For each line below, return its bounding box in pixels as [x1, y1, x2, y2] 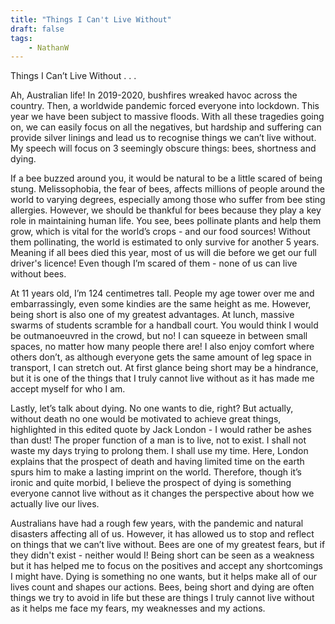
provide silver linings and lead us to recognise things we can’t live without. [10, 132, 317, 144]
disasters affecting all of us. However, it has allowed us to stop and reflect [10, 528, 315, 540]
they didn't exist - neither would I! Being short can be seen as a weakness [10, 549, 315, 561]
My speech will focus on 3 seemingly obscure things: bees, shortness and [10, 142, 317, 155]
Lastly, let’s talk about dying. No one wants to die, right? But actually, [10, 402, 294, 415]
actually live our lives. [10, 498, 100, 510]
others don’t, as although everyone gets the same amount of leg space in [10, 351, 312, 363]
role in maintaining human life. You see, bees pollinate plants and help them [10, 215, 322, 227]
